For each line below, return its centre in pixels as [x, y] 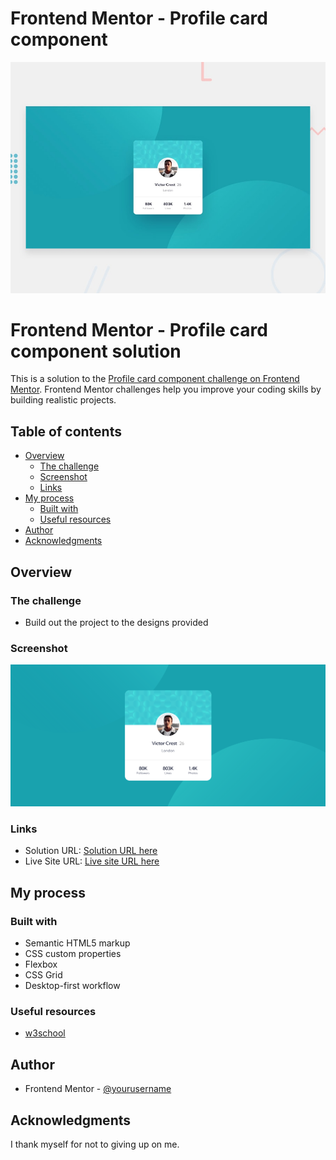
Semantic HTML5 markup [77, 943]
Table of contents [66, 431]
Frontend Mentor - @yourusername [98, 1089]
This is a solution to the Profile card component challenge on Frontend [155, 379]
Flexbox [41, 964]
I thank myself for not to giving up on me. [95, 1144]
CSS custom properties [73, 954]
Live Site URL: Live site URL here [92, 861]
